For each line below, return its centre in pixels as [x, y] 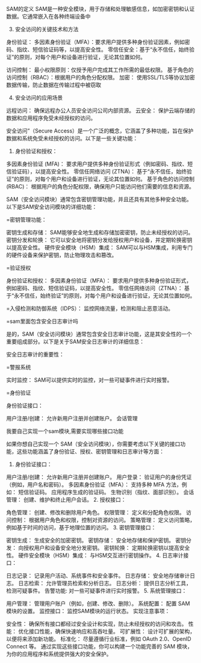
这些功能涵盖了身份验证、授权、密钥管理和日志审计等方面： [90, 451]
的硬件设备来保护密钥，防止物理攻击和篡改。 [62, 255]
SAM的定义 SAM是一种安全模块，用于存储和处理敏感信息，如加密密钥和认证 [100, 9]
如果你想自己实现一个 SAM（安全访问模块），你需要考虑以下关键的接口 [93, 444]
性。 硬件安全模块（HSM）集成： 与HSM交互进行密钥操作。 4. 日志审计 [95, 555]
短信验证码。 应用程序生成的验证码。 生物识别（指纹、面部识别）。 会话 [106, 492]
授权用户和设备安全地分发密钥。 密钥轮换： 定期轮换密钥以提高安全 [107, 548]
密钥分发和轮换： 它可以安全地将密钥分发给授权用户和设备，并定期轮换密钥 [99, 240]
